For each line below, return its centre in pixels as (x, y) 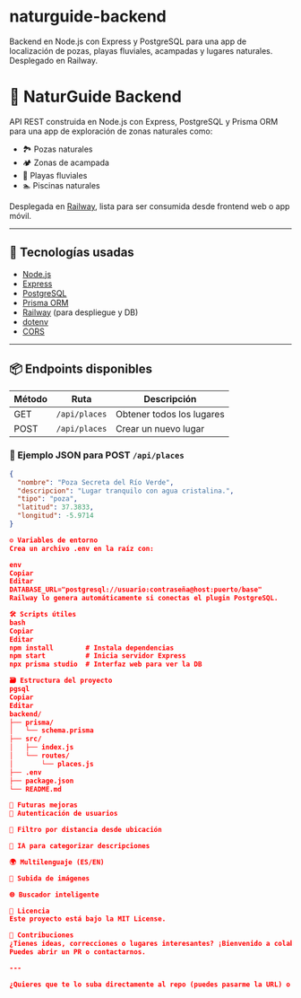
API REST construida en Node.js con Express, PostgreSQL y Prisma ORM (144, 121)
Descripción (170, 398)
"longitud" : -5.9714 (56, 516)
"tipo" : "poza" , (47, 499)
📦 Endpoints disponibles (81, 369)
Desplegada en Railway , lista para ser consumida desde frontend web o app (150, 206)
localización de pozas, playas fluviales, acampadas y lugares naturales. (141, 50)
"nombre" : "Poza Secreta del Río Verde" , (96, 482)
